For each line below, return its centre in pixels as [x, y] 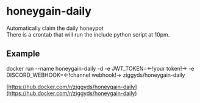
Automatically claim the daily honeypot [55, 28]
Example [23, 54]
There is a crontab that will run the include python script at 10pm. [88, 34]
